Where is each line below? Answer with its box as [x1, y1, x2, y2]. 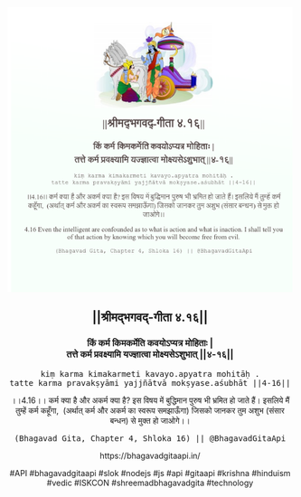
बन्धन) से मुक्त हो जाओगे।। [109, 415, 191, 426]
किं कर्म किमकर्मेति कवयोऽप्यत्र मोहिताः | [87, 337, 213, 350]
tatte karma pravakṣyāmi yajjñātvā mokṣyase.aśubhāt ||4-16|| [9, 378, 291, 388]
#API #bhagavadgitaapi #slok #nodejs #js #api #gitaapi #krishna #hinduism [9, 467, 291, 478]
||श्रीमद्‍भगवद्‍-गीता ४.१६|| [91, 310, 209, 325]
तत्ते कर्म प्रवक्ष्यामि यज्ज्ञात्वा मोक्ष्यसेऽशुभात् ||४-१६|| [66, 348, 234, 361]
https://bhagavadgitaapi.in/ [99, 450, 201, 461]
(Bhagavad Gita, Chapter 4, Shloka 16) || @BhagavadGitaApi [14, 433, 287, 444]
